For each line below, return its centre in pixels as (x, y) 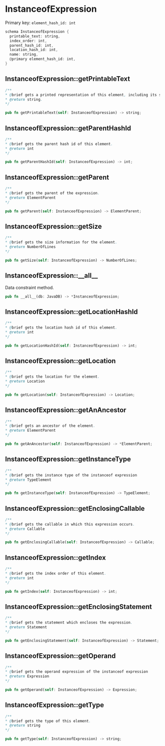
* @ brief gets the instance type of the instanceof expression (71, 475)
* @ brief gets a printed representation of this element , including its (81, 95)
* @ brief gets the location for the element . (52, 377)
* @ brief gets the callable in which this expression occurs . (70, 524)
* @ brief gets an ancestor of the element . (50, 426)
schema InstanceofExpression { (37, 31)
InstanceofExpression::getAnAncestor (66, 410)
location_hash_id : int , (34, 50)
